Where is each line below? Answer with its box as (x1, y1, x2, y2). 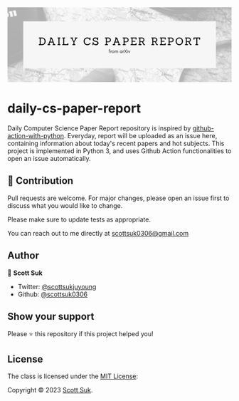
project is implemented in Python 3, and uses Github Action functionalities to (7, 146, 232, 155)
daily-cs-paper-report (7, 100, 141, 117)
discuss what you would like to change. (7, 201, 123, 209)
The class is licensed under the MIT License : (7, 372, 139, 380)
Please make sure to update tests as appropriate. (7, 215, 152, 224)
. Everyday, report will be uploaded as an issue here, (63, 131, 218, 140)
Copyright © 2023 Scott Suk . (7, 386, 93, 395)
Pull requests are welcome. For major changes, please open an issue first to (7, 194, 230, 202)
